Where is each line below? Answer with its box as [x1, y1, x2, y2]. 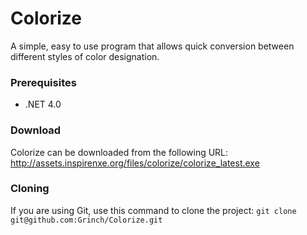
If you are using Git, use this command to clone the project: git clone [10, 204, 297, 216]
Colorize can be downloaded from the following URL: [10, 146, 229, 158]
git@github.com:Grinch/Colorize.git [10, 215, 163, 225]
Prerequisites [10, 75, 77, 89]
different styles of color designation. [10, 50, 160, 62]
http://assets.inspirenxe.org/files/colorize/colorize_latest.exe [10, 157, 260, 169]
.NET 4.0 [24, 98, 62, 111]
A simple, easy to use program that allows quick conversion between [10, 40, 295, 52]
